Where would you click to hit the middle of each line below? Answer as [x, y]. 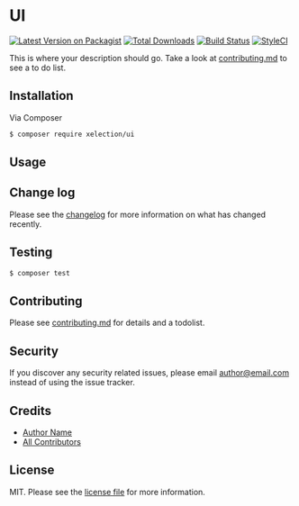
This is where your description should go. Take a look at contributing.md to [149, 58]
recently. [26, 224]
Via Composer [36, 117]
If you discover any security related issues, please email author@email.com [149, 373]
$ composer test [40, 273]
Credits [31, 411]
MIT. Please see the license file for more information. [107, 492]
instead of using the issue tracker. [72, 383]
